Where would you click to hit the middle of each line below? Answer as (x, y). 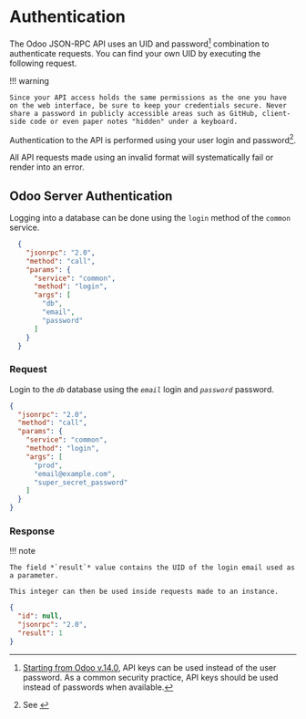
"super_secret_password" (81, 482)
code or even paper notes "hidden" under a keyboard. (134, 121)
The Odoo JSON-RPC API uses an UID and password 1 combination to (140, 43)
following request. (43, 63)
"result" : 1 (41, 633)
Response (32, 531)
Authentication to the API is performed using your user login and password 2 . (153, 139)
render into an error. (47, 167)
